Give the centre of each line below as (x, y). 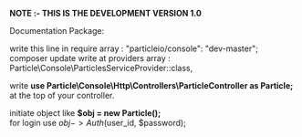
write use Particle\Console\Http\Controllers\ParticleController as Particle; (151, 85)
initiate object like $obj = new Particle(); (85, 113)
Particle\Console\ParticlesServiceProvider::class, (101, 68)
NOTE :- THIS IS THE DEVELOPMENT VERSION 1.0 (106, 13)
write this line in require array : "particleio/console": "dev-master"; (134, 48)
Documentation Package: (57, 31)
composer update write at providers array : (90, 58)
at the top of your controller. (62, 95)
